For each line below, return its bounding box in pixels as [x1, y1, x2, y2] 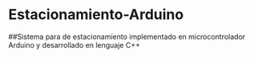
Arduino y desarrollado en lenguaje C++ [8, 40, 140, 49]
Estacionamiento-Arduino [8, 6, 184, 24]
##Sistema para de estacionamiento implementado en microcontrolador [8, 32, 246, 41]
